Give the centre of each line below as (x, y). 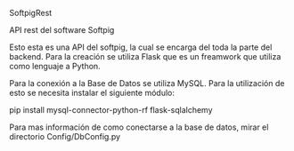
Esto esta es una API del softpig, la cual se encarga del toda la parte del (141, 47)
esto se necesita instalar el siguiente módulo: (92, 93)
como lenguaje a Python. (55, 66)
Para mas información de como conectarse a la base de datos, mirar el (139, 127)
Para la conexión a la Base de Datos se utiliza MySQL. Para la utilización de (147, 83)
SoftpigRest (31, 13)
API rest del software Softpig (62, 30)
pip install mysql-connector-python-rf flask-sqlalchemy (111, 110)
